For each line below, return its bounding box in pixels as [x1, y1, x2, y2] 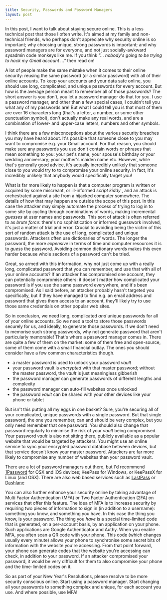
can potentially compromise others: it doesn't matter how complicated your [5, 277, 160, 283]
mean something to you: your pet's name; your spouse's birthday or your [5, 151, 156, 157]
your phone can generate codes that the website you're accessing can [5, 548, 151, 554]
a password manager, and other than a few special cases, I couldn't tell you [5, 99, 161, 105]
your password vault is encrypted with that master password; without [12, 365, 155, 371]
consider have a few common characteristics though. [5, 350, 115, 356]
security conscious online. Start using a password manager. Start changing [5, 579, 160, 585]
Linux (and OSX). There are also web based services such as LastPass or [5, 474, 156, 480]
